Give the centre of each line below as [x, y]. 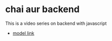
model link [23, 33]
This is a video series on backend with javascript [56, 23]
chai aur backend [43, 9]
